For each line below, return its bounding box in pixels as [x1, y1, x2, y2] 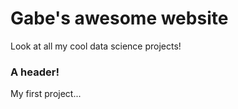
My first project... [10, 88, 82, 100]
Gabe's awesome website [10, 7, 229, 30]
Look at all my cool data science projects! [10, 40, 182, 52]
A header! [10, 65, 60, 79]
